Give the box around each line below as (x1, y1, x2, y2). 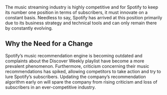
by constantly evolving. (5, 25, 53, 31)
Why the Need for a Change (5, 40, 93, 48)
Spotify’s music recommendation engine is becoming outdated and (5, 52, 143, 58)
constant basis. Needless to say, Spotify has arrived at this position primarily (5, 15, 163, 20)
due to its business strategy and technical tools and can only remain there (5, 20, 157, 26)
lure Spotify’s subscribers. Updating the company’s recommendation (5, 74, 146, 80)
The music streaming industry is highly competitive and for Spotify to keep (5, 4, 159, 10)
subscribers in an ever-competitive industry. (5, 84, 96, 90)
